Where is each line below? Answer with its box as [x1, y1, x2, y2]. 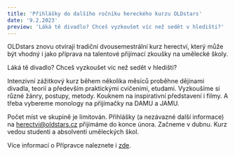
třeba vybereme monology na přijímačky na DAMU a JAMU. [7, 99, 180, 108]
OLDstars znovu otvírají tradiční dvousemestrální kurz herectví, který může [7, 43, 224, 51]
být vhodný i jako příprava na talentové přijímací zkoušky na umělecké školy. [7, 50, 229, 58]
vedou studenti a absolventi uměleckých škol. [7, 127, 139, 136]
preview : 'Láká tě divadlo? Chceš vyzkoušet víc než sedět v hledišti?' [7, 23, 224, 30]
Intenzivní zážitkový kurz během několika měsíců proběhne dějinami [7, 77, 205, 85]
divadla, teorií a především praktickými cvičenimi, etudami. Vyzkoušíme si [7, 85, 220, 93]
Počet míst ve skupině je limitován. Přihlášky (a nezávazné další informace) [7, 113, 224, 121]
